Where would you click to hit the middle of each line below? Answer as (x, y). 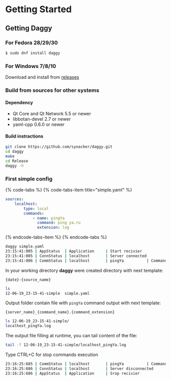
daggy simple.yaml (25, 247)
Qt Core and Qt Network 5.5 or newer (52, 114)
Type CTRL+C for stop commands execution (52, 355)
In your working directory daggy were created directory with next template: (84, 270)
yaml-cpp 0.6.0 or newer (38, 124)
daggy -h (15, 166)
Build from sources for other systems (52, 90)
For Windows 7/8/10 (31, 66)
